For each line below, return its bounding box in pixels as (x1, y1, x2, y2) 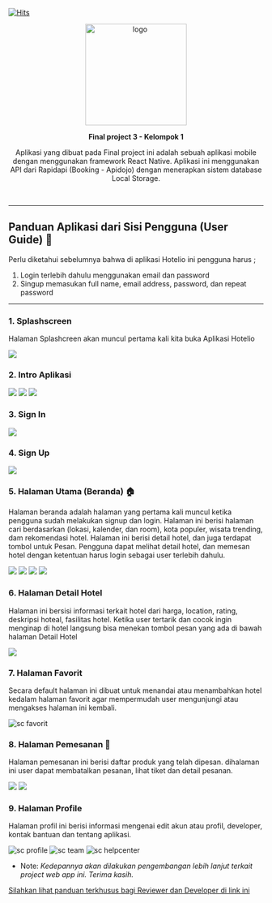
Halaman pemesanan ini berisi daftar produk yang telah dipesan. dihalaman (8, 757, 260, 767)
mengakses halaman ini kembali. (8, 703, 117, 712)
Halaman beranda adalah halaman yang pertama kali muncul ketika (8, 507, 232, 517)
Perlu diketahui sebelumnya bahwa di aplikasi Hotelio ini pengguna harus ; (8, 254, 257, 264)
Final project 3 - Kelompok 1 (88, 132, 184, 141)
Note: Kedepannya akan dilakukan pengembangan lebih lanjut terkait (19, 861, 253, 871)
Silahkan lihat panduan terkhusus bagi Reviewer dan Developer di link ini (8, 885, 250, 896)
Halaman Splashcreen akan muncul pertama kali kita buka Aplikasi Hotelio (8, 333, 255, 344)
